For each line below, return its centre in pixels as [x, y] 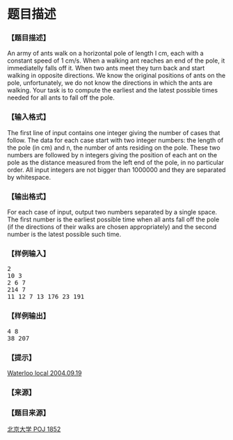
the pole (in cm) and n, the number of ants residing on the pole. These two [114, 148]
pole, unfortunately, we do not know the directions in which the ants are [110, 83]
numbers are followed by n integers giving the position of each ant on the [112, 155]
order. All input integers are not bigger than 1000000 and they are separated [116, 170]
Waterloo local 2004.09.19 [45, 372]
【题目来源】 [29, 413]
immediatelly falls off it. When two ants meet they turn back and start [106, 68]
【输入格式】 [29, 117]
